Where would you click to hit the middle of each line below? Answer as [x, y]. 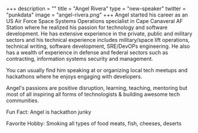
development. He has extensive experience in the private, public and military [99, 34]
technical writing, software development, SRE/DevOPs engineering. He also [98, 46]
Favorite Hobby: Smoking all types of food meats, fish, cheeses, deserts [94, 123]
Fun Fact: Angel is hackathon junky [49, 112]
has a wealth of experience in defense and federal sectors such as [87, 52]
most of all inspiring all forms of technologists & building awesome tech [93, 94]
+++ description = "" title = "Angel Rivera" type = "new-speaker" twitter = [96, 9]
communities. [23, 100]
